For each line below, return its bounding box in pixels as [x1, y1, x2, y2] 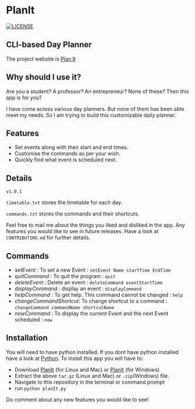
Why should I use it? [6, 72, 82, 82]
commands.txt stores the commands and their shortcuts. [6, 210, 140, 217]
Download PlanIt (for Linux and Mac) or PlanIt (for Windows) [14, 366, 160, 373]
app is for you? [6, 94, 42, 101]
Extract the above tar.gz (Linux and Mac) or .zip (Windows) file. [14, 372, 169, 379]
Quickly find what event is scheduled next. [14, 156, 117, 164]
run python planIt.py [14, 384, 67, 391]
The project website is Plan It [6, 55, 76, 62]
